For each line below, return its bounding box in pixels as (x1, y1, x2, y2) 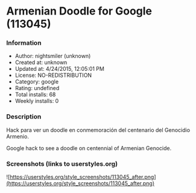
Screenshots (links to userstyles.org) (6, 159, 118, 168)
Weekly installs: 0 (14, 97, 59, 105)
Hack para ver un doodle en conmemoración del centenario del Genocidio (6, 126, 191, 134)
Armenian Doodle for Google (6, 4, 153, 18)
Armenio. (6, 132, 29, 140)
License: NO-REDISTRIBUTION (14, 71, 92, 79)
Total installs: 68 (14, 91, 56, 98)
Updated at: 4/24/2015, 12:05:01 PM (14, 65, 104, 73)
